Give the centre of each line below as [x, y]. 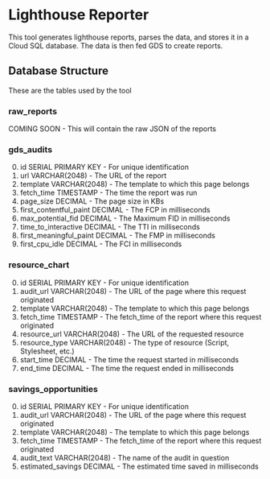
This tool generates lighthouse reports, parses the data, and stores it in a [129, 37]
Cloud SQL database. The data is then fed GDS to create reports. [116, 45]
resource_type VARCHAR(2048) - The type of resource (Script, [125, 342]
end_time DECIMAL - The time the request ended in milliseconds [127, 368]
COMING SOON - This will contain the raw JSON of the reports [112, 129]
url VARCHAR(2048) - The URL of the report [93, 175]
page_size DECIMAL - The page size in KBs [92, 201]
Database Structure [58, 71]
